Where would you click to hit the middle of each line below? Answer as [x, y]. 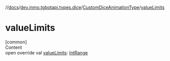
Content [14, 47]
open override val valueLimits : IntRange [46, 52]
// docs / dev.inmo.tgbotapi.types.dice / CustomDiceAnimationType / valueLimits [85, 7]
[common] [16, 42]
